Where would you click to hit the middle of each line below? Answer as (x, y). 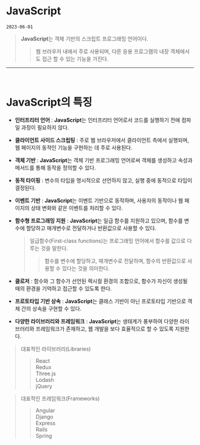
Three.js (46, 373)
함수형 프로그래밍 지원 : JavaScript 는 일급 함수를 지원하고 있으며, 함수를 (99, 220)
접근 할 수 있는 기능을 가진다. (75, 58)
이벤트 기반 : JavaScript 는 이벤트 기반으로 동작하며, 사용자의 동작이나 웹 (99, 200)
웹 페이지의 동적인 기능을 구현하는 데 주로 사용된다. (74, 147)
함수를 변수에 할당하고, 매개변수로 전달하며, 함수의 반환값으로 (115, 261)
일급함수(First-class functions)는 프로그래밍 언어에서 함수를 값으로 (107, 240)
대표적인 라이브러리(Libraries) (56, 349)
